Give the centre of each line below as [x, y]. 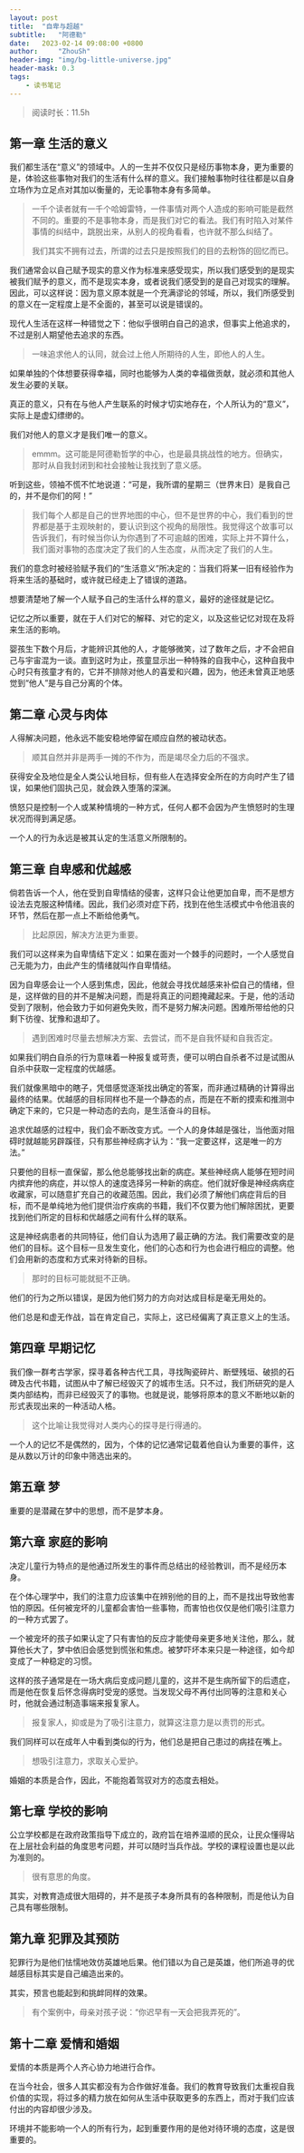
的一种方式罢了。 [41, 1619]
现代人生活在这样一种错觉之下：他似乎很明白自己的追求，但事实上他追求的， [152, 324]
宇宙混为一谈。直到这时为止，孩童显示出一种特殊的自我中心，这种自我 [156, 661]
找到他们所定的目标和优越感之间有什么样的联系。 [100, 1218]
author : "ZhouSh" [50, 52]
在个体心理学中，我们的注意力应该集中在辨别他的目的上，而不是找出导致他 [148, 1596]
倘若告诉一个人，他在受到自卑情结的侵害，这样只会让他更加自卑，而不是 [144, 893]
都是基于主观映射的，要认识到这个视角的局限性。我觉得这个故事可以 [166, 526]
